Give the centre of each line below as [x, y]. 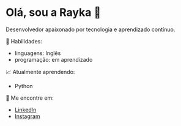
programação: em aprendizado [54, 59]
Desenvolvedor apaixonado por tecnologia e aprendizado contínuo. [90, 29]
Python [24, 86]
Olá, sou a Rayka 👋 [54, 13]
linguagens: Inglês [38, 53]
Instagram [27, 116]
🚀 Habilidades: [24, 41]
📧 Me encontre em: [30, 98]
